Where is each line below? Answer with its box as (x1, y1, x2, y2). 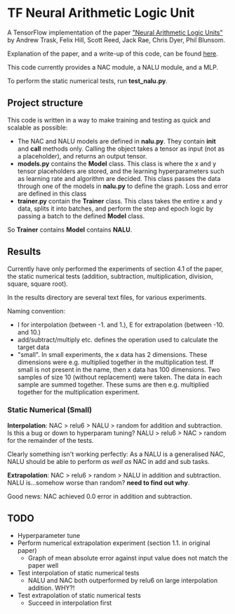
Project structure (7, 97, 83, 109)
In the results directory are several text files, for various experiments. (7, 293, 207, 301)
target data (17, 343, 50, 351)
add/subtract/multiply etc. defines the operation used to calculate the (17, 335, 219, 344)
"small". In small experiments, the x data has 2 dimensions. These (17, 350, 208, 358)
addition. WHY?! (27, 583, 75, 592)
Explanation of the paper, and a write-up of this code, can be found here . (7, 49, 219, 58)
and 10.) (17, 327, 41, 336)
